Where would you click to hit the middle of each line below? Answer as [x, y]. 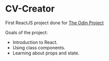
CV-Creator [30, 9]
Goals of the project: [26, 32]
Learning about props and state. [46, 53]
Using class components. [39, 47]
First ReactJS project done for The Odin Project [54, 23]
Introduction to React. [35, 42]
